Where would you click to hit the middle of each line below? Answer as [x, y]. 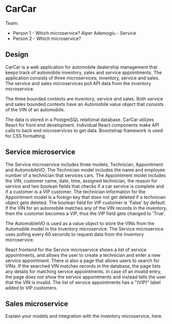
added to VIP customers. [32, 288]
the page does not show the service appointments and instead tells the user [86, 277]
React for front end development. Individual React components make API [82, 125]
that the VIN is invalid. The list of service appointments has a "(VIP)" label [83, 282]
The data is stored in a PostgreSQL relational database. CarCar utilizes [80, 119]
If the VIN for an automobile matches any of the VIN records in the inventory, [86, 208]
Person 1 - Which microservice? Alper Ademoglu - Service [74, 33]
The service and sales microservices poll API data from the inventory [78, 83]
